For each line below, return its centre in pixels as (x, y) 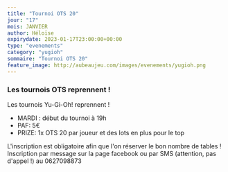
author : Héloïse (30, 33)
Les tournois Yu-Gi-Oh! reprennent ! (59, 104)
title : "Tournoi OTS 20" (43, 14)
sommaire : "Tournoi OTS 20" (48, 59)
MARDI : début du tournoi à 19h (62, 118)
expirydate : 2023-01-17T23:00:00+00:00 (65, 40)
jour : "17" (23, 20)
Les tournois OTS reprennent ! (59, 89)
